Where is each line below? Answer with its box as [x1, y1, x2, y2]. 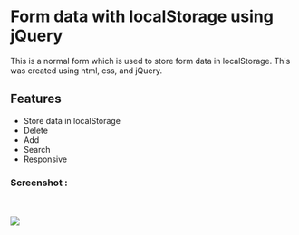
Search [23, 144, 51, 155]
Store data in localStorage [23, 115, 121, 126]
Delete [23, 125, 49, 136]
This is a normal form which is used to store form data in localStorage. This [10, 55, 291, 66]
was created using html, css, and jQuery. [10, 65, 162, 76]
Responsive [23, 154, 67, 164]
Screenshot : [10, 176, 68, 189]
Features [10, 91, 62, 107]
